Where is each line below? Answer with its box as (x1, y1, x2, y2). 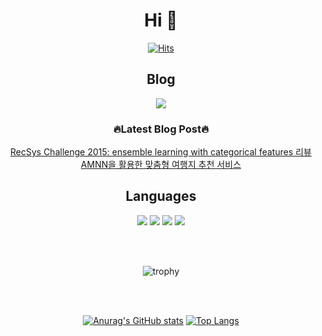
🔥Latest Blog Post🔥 (112, 122, 210, 136)
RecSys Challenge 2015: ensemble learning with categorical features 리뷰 (10, 146, 312, 158)
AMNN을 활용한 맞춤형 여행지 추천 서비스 (80, 159, 242, 171)
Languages (125, 188, 197, 205)
